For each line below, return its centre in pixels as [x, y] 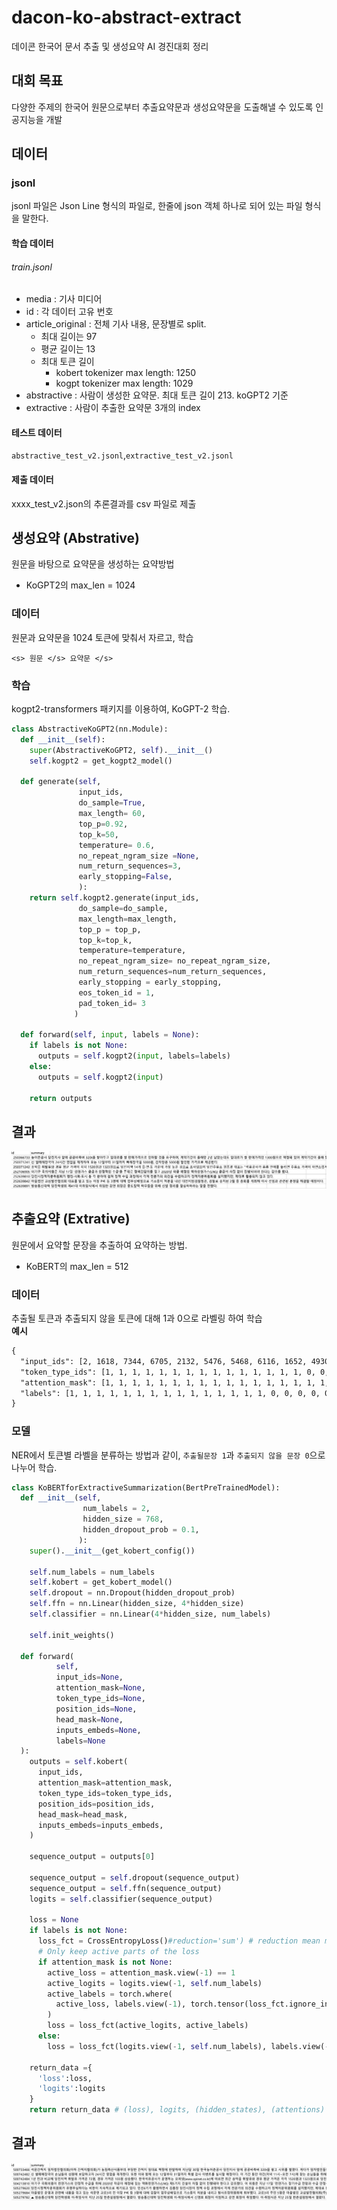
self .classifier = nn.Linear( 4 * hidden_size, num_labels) [150, 1614]
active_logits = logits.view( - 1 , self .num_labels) [155, 1983]
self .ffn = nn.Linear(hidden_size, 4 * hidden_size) [137, 1604]
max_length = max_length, [128, 919]
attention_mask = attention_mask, [105, 1783]
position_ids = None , [96, 1709]
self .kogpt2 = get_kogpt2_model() [101, 761]
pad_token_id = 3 [112, 1003]
